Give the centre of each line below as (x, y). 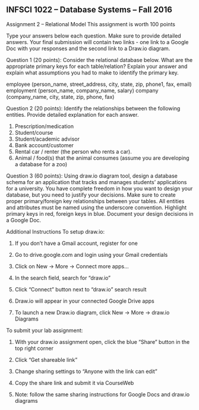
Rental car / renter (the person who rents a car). (73, 151)
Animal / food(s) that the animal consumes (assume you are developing (102, 158)
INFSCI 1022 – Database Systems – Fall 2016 (89, 10)
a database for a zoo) (41, 164)
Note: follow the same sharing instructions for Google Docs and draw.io (102, 394)
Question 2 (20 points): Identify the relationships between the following (93, 108)
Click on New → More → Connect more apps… (72, 266)
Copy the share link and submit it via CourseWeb (74, 383)
